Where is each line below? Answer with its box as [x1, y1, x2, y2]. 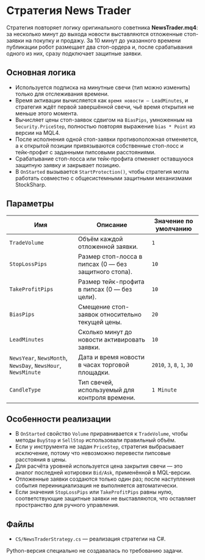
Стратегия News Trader [6, 4, 131, 18]
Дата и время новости [78, 353, 145, 361]
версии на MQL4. [15, 129, 60, 136]
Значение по [154, 217, 193, 225]
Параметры [6, 199, 54, 209]
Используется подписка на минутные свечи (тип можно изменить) [15, 84, 191, 91]
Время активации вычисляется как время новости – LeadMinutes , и [15, 96, 189, 104]
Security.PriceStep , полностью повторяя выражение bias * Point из [15, 123, 196, 130]
